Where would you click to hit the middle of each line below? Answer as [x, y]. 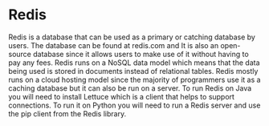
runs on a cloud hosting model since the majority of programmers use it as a [134, 79]
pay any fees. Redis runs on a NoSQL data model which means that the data [134, 63]
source [20, 54]
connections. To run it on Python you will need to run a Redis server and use [134, 105]
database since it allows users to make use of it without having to [141, 54]
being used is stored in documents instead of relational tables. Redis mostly [133, 71]
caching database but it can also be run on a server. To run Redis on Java [130, 88]
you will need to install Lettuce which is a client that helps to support [122, 96]
